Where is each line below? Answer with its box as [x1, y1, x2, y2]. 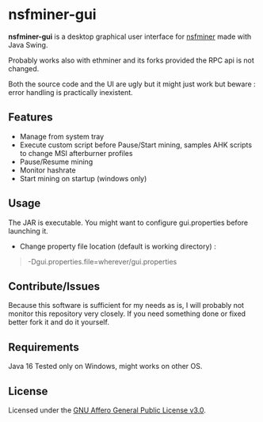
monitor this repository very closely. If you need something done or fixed [8, 309, 246, 318]
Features [8, 111, 53, 124]
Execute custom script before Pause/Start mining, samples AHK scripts [19, 140, 252, 150]
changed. [8, 63, 40, 73]
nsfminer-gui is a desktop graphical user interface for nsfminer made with [8, 32, 252, 41]
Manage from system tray [19, 131, 105, 141]
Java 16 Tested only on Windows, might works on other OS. [8, 362, 203, 371]
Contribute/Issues [8, 279, 101, 293]
